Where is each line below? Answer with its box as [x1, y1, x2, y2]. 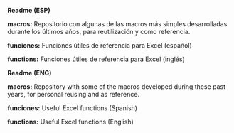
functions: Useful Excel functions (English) [7, 117, 134, 126]
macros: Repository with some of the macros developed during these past [7, 83, 226, 91]
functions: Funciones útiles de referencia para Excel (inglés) [7, 55, 185, 63]
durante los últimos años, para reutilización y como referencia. [7, 28, 191, 36]
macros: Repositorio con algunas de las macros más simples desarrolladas [7, 20, 228, 28]
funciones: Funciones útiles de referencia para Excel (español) [7, 41, 192, 49]
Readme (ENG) [7, 69, 52, 77]
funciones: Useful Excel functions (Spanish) [7, 104, 137, 112]
